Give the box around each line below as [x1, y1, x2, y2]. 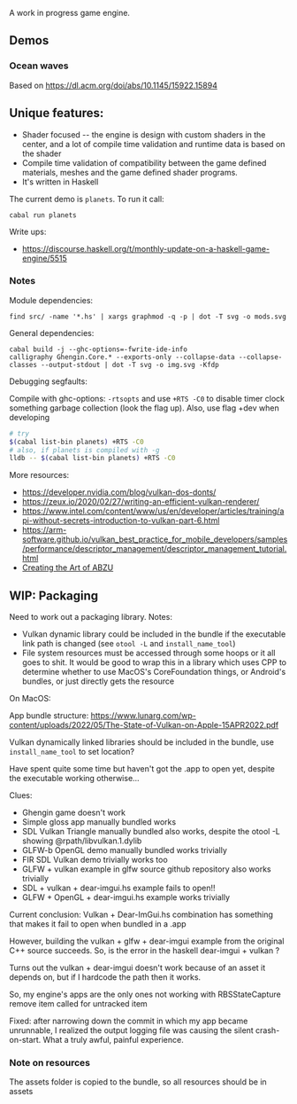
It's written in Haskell [21, 176, 99, 187]
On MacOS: [9, 693, 51, 704]
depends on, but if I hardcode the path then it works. [9, 972, 202, 983]
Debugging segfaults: [9, 376, 88, 387]
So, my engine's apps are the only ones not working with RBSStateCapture [9, 989, 281, 1000]
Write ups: [9, 226, 47, 237]
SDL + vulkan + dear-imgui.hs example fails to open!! [21, 882, 216, 894]
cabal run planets [9, 210, 77, 220]
